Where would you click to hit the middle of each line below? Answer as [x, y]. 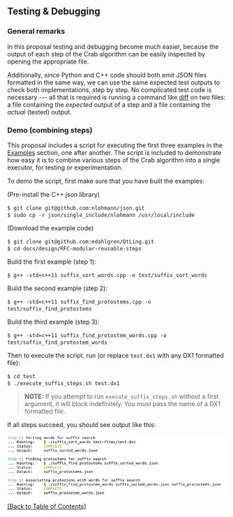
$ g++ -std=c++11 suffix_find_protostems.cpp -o [79, 302]
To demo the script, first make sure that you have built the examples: [106, 181]
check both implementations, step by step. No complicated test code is [110, 89]
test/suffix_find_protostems [50, 309]
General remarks [36, 31]
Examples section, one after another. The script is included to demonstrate [114, 152]
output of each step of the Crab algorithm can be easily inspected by [106, 54]
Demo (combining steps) [50, 130]
